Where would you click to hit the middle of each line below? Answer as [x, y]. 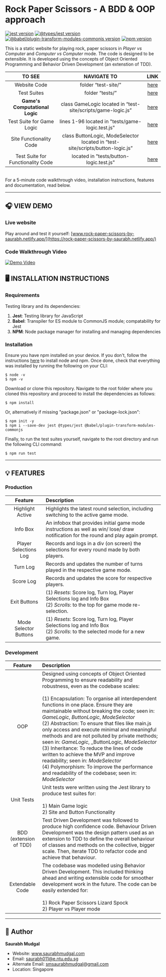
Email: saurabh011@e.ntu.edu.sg [45, 959]
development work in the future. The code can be [99, 884]
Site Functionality [31, 139]
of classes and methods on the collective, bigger [98, 845]
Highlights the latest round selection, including [99, 508]
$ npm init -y [20, 421]
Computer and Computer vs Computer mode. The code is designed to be [80, 54]
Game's [31, 101]
